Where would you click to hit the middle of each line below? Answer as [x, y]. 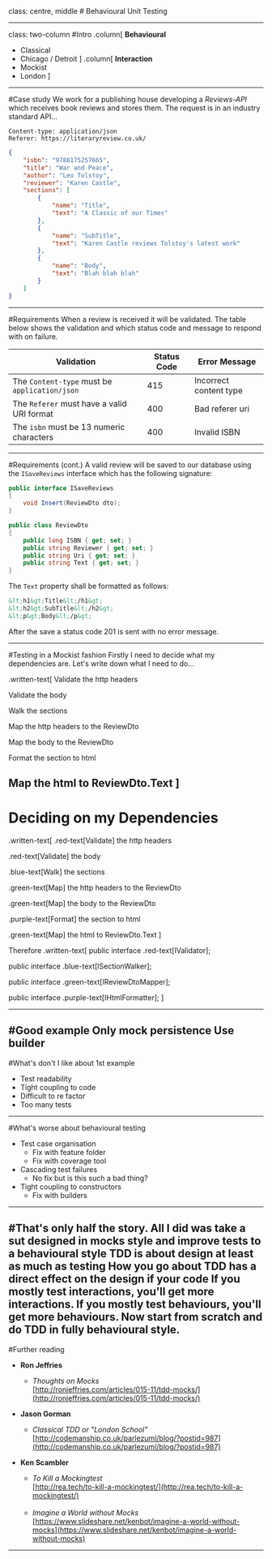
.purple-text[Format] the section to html [74, 919]
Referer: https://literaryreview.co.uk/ [78, 139]
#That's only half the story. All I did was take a [127, 1228]
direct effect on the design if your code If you [124, 1279]
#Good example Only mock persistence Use [121, 1031]
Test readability [46, 1078]
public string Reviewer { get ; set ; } [88, 548]
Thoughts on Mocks [66, 1381]
